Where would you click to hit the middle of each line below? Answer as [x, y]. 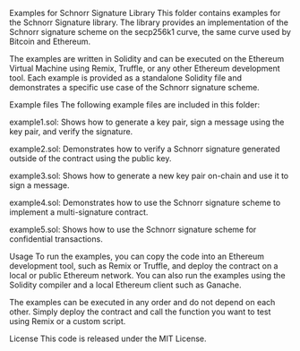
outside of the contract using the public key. [90, 158]
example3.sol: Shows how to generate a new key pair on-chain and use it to [149, 175]
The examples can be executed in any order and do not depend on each [142, 302]
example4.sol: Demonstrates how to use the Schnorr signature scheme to [145, 202]
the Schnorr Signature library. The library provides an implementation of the [149, 22]
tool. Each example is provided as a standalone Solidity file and [126, 78]
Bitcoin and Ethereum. [50, 41]
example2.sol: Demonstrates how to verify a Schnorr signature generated [145, 149]
